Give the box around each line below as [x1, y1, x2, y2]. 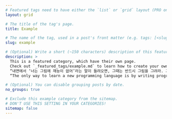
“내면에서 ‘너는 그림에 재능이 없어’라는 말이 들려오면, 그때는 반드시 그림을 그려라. [10, 68, 164, 74]
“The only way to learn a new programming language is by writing [10, 73, 155, 78]
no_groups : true [5, 87, 40, 92]
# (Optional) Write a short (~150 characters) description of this [5, 50, 153, 55]
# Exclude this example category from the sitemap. [5, 97, 118, 102]
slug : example [5, 40, 36, 45]
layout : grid [5, 12, 33, 17]
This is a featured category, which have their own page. [10, 59, 137, 64]
